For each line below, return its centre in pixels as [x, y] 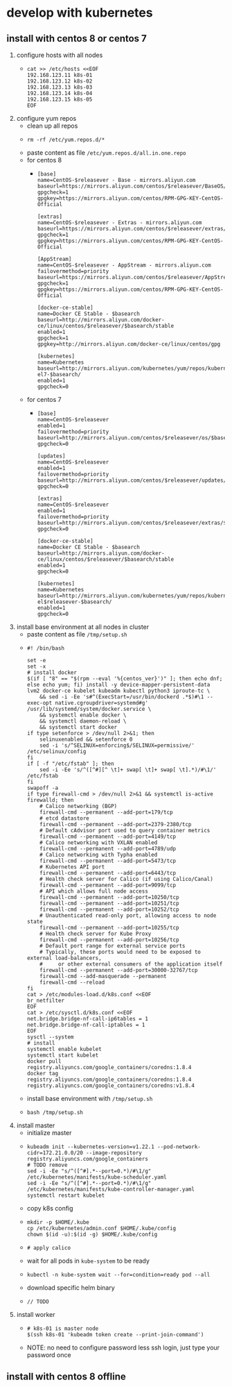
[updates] [51, 456]
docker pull [44, 1061]
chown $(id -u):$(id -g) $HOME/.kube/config [92, 1234]
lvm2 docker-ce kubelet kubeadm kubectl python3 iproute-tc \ [118, 691]
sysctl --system [50, 1037]
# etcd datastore [64, 818]
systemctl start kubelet [63, 1055]
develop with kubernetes [80, 13]
